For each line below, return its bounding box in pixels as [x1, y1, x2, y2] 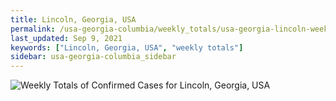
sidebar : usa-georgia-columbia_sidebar [10, 52, 177, 62]
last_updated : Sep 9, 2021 [10, 33, 123, 43]
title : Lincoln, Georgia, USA [10, 14, 137, 25]
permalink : [10, 24, 56, 34]
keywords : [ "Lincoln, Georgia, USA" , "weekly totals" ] [10, 42, 244, 53]
